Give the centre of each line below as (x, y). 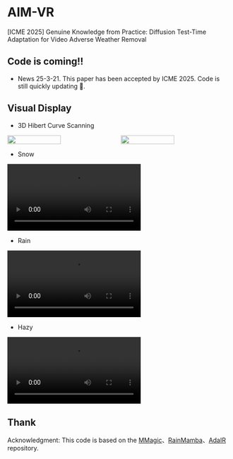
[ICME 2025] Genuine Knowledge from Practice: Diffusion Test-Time (107, 32)
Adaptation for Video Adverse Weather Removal (77, 39)
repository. (23, 448)
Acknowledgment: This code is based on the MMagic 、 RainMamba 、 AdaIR (117, 440)
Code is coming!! (46, 62)
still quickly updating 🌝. (52, 86)
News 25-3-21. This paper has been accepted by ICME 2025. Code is (119, 78)
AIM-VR (31, 12)
